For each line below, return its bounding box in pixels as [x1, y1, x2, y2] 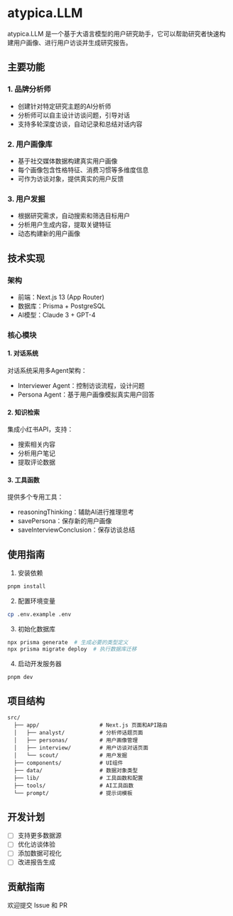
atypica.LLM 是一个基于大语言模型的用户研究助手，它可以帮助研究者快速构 [7, 29, 226, 38]
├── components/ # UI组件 [13, 759, 124, 767]
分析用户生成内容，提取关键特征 [17, 221, 112, 229]
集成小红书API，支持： [7, 425, 74, 433]
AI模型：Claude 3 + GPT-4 [17, 310, 96, 319]
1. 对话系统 [7, 349, 39, 357]
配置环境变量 [17, 596, 55, 606]
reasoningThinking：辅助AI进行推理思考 [17, 507, 134, 517]
